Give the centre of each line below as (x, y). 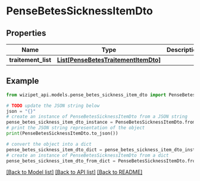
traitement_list (30, 60)
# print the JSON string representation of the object (76, 128)
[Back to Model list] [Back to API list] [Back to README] (74, 172)
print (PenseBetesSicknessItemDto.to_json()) (62, 134)
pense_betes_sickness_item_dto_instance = (60, 122)
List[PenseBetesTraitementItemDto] (109, 60)
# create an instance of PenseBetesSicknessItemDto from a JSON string (97, 117)
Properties (26, 33)
